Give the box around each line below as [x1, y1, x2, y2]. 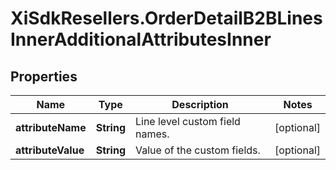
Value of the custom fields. [134, 143, 261, 157]
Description [171, 98, 229, 111]
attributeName [15, 121, 87, 134]
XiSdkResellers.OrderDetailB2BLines [10, 7, 323, 30]
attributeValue [15, 143, 85, 157]
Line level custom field [134, 115, 241, 128]
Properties [10, 68, 78, 85]
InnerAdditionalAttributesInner [10, 28, 272, 51]
